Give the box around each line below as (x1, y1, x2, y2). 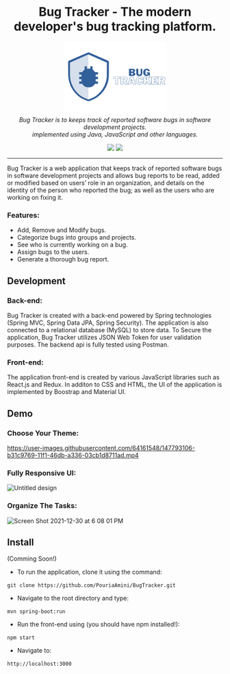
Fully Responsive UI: (7, 468, 77, 478)
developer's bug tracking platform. (13, 19, 217, 34)
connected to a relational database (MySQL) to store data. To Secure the (7, 325, 212, 334)
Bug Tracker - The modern (38, 4, 192, 20)
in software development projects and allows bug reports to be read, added (7, 171, 220, 179)
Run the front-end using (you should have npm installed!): (16, 620, 180, 629)
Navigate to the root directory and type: (16, 594, 129, 603)
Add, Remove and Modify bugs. (16, 226, 107, 234)
